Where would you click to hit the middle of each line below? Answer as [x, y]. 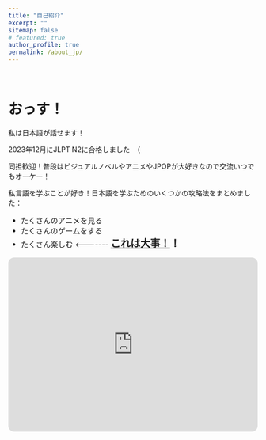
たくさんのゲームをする [62, 231]
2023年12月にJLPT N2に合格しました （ [74, 149]
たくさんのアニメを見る [62, 220]
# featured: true [37, 38]
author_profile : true [44, 45]
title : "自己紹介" [36, 15]
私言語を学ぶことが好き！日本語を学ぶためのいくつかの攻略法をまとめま [126, 193]
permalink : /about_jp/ [46, 52]
